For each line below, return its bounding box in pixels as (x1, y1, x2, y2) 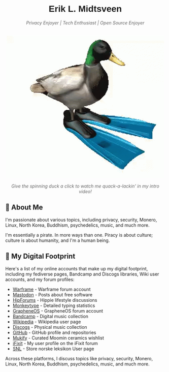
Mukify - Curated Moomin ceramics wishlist (12, 334, 104, 341)
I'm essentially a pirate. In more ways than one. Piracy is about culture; (5, 232, 153, 238)
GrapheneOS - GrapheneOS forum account (12, 307, 103, 314)
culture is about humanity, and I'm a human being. (5, 237, 110, 243)
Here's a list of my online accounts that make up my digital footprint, (5, 265, 148, 271)
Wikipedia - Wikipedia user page (12, 319, 81, 325)
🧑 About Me (5, 203, 43, 212)
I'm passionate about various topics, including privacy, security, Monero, (5, 216, 157, 223)
